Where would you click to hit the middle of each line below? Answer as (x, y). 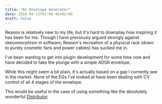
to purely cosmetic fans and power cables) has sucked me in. (67, 48)
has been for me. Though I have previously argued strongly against (72, 37)
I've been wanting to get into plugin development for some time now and (78, 57)
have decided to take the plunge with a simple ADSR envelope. (68, 62)
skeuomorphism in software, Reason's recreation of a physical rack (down (80, 43)
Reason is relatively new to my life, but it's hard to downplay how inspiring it (81, 33)
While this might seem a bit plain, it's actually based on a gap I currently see (81, 72)
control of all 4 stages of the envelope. (44, 82)
